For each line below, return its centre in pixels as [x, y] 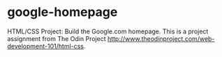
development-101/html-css [46, 46]
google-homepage [62, 12]
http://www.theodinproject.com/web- [161, 38]
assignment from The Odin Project [57, 38]
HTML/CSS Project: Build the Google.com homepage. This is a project [108, 31]
